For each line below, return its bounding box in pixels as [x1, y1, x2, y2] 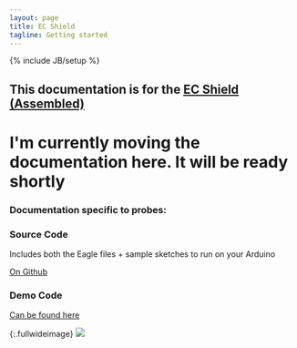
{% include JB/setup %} [9, 56, 100, 67]
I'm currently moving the [9, 132, 200, 153]
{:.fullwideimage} [9, 329, 74, 340]
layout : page [9, 13, 59, 23]
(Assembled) [9, 96, 85, 111]
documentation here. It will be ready [9, 151, 289, 172]
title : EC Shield [9, 22, 76, 31]
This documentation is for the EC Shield [9, 81, 240, 97]
